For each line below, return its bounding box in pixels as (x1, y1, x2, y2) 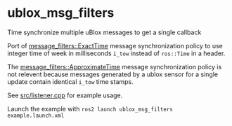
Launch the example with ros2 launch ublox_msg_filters (7, 104, 174, 113)
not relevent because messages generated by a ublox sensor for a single (7, 70, 219, 78)
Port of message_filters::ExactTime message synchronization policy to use (7, 41, 223, 50)
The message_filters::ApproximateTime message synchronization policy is (7, 62, 222, 71)
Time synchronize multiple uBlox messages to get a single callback (7, 28, 202, 36)
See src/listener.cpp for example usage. (7, 91, 123, 99)
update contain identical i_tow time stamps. (7, 77, 134, 85)
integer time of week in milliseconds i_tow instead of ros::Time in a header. (7, 49, 226, 57)
